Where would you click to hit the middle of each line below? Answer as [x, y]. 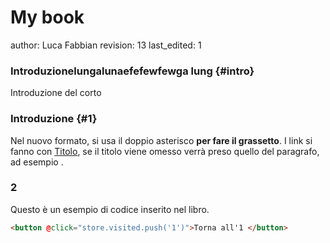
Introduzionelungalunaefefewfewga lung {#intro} [132, 71]
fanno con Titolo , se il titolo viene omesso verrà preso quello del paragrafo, [165, 151]
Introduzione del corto [56, 93]
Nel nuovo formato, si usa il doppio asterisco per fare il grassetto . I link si [161, 140]
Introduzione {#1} [54, 119]
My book [47, 17]
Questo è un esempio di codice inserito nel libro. [110, 209]
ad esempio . [37, 162]
